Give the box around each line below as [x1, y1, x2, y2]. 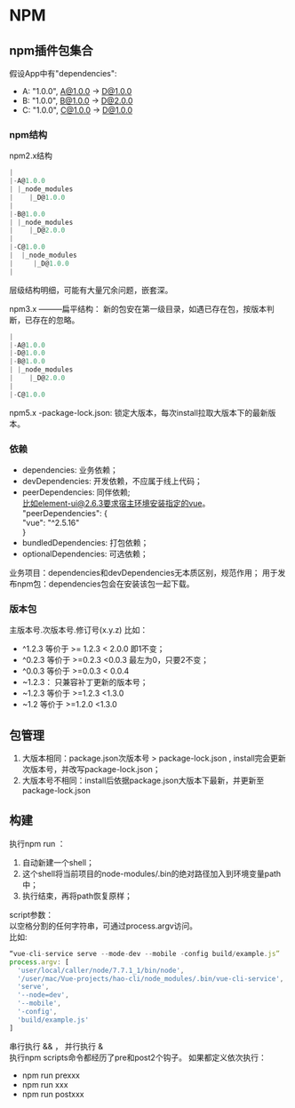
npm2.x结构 [9, 150, 53, 161]
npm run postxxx [21, 1088, 84, 1099]
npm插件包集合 [9, 43, 93, 58]
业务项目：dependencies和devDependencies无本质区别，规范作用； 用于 [9, 567, 278, 578]
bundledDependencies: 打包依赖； [21, 537, 149, 547]
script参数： [9, 909, 54, 920]
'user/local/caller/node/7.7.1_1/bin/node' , [17, 966, 185, 975]
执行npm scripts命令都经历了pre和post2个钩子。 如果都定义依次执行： [9, 1052, 267, 1063]
